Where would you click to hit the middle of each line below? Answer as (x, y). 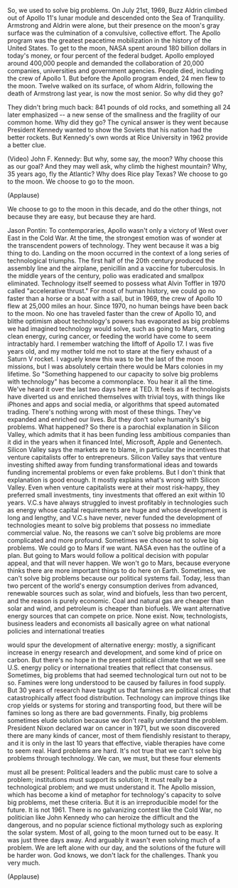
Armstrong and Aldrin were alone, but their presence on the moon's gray (114, 25)
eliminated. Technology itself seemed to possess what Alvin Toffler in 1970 (117, 283)
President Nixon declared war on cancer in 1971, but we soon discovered (114, 728)
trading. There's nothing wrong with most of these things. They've (104, 412)
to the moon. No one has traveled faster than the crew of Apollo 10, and (112, 313)
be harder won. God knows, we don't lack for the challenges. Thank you (113, 855)
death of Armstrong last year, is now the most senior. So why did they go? (115, 93)
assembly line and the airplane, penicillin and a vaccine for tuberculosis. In (116, 268)
